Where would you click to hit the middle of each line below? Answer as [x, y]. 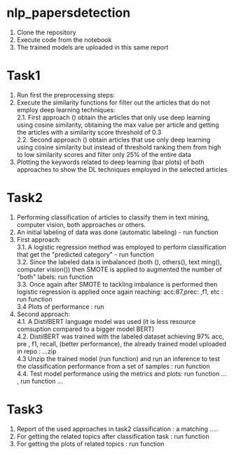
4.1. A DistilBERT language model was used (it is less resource [106, 321]
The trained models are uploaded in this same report [92, 47]
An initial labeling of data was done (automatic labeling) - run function [117, 232]
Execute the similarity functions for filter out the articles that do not [113, 102]
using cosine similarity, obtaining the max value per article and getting [118, 125]
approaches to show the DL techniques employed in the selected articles [122, 169]
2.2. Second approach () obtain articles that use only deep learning [113, 140]
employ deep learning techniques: [66, 109]
